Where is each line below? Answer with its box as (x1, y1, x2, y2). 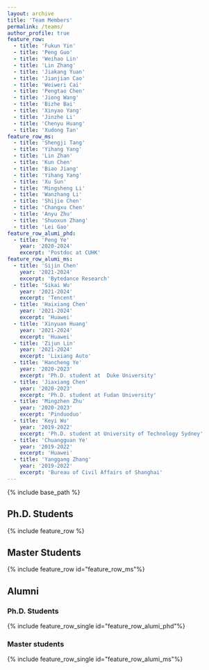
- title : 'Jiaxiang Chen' (13, 378, 89, 386)
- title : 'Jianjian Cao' (13, 74, 85, 82)
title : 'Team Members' (7, 17, 73, 24)
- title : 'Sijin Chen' (13, 262, 79, 269)
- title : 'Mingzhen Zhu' (13, 398, 85, 405)
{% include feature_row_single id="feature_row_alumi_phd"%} (7, 622, 185, 630)
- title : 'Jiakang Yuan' (13, 68, 85, 75)
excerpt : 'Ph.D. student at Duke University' (19, 372, 157, 379)
